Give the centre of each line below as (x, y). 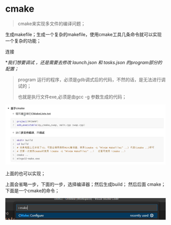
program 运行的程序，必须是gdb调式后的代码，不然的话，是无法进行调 (92, 79)
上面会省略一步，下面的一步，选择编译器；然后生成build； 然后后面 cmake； (85, 184)
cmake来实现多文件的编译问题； (51, 23)
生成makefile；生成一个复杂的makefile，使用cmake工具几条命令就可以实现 (83, 34)
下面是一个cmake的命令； (32, 191)
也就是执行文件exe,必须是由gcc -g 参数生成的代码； (72, 97)
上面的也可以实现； (25, 174)
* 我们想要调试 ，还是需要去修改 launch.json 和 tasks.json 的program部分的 (84, 62)
